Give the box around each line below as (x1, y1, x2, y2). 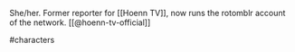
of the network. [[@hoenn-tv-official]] (9, 17, 151, 28)
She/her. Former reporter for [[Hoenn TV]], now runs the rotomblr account (9, 8, 286, 18)
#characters (9, 35, 55, 45)
